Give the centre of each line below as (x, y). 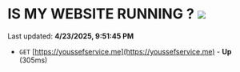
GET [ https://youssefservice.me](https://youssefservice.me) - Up (125, 51)
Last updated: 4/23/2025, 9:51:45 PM (71, 36)
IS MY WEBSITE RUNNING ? (101, 14)
